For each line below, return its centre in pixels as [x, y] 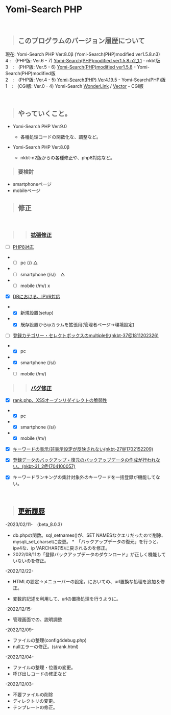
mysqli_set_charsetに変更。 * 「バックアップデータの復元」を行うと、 [87, 542]
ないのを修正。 [33, 561]
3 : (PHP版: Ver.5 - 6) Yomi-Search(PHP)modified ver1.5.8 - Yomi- [77, 67]
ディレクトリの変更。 [35, 701]
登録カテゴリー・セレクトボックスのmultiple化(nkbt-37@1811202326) [86, 336]
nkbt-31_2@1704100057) [49, 466]
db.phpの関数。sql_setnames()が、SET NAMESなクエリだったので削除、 [89, 535]
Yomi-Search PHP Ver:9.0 [40, 126]
